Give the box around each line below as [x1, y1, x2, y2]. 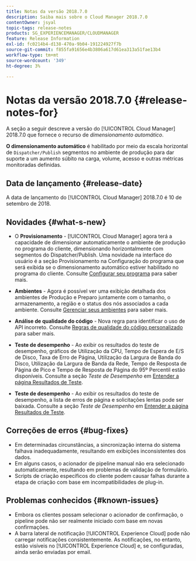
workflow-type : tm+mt [6, 52, 59, 58]
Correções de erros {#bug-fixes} [6, 426, 129, 436]
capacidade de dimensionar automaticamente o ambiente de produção [14, 238, 186, 246]
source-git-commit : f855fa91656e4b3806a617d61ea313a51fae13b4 [6, 47, 161, 53]
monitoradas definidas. [6, 162, 61, 169]
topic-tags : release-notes [6, 25, 72, 31]
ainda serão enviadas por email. [14, 548, 92, 555]
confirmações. [14, 524, 50, 531]
